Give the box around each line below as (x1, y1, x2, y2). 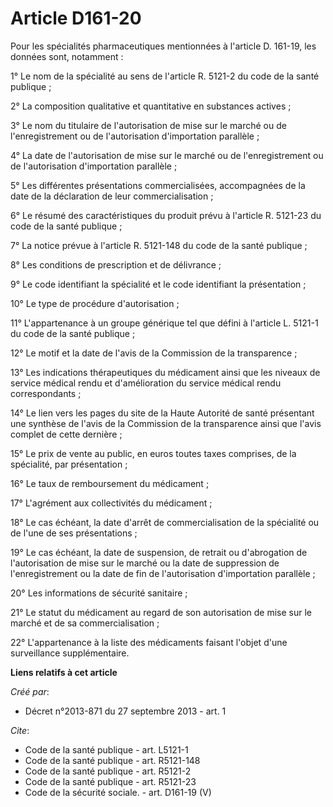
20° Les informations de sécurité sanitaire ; (10, 587, 188, 599)
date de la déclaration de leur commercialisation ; (10, 190, 214, 202)
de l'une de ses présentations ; (10, 527, 138, 539)
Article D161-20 (10, 7, 142, 30)
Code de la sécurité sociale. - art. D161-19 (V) (24, 786, 212, 798)
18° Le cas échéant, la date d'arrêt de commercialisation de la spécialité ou (10, 516, 320, 528)
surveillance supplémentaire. (10, 647, 130, 659)
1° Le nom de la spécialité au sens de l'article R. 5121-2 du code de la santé (10, 70, 320, 82)
